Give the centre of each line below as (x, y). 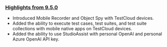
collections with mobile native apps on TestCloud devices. (72, 29)
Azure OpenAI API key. (36, 39)
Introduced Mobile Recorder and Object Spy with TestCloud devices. (83, 18)
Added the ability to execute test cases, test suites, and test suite (79, 23)
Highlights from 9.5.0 (32, 7)
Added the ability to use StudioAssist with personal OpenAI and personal (87, 34)
